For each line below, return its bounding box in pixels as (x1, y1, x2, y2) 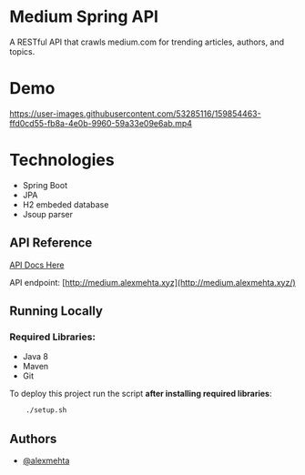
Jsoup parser (22, 208, 74, 219)
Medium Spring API (9, 6, 159, 27)
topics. (9, 45, 36, 56)
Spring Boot (22, 179, 68, 190)
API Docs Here (9, 259, 65, 270)
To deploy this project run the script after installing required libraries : (9, 389, 272, 399)
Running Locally (9, 303, 103, 319)
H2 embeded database (22, 198, 109, 210)
